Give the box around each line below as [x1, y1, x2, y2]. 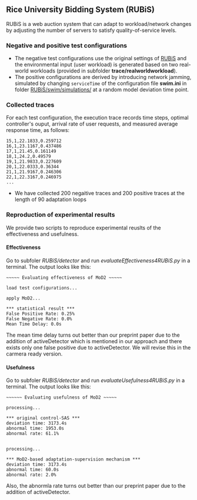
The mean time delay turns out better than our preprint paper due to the [6, 331, 181, 338]
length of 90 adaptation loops [14, 196, 87, 203]
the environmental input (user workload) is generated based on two [14, 61, 178, 68]
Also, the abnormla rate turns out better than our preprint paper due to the [6, 482, 186, 489]
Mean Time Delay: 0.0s [6, 321, 62, 327]
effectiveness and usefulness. [6, 230, 79, 238]
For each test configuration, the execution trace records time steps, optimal [6, 114, 189, 121]
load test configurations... [6, 285, 78, 291]
